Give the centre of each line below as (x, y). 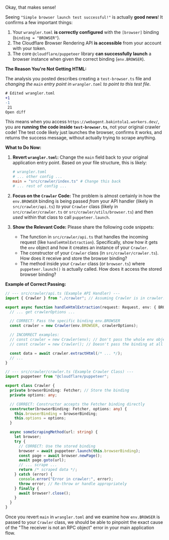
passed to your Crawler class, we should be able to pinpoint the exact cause (84, 522)
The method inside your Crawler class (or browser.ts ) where (82, 263)
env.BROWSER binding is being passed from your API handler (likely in (83, 201)
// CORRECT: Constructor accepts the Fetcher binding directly (77, 404)
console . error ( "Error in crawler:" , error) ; (66, 479)
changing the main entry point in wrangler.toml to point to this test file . (78, 84)
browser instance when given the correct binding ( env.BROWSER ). (79, 59)
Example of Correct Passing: (36, 284)
